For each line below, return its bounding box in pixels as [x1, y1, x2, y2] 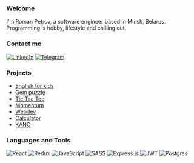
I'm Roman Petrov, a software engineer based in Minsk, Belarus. [6, 18, 166, 25]
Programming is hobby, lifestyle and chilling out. [6, 24, 127, 32]
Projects [6, 68, 32, 77]
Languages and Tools [6, 136, 71, 144]
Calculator [15, 114, 41, 122]
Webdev [15, 108, 36, 115]
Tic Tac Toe [15, 95, 45, 102]
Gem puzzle [15, 88, 45, 96]
